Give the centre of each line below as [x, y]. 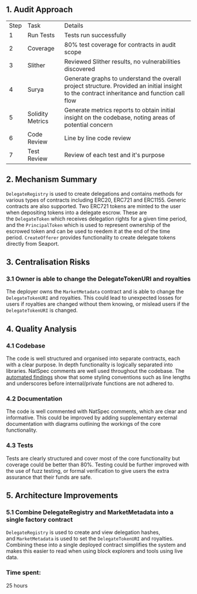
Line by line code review [98, 138]
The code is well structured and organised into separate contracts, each [93, 358]
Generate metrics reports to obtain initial [120, 110]
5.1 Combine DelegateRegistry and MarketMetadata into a [90, 512]
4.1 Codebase [26, 345]
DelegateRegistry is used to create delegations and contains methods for [94, 193]
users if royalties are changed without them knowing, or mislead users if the [98, 304]
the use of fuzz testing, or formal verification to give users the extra [88, 470]
